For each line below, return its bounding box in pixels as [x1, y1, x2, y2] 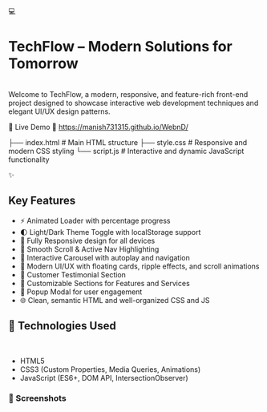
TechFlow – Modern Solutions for [8, 38, 233, 56]
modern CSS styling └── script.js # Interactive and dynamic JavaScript [8, 146, 245, 156]
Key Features [8, 194, 76, 208]
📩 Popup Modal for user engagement [19, 287, 143, 297]
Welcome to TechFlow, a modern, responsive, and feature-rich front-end [8, 89, 249, 99]
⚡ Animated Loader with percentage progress [19, 216, 171, 225]
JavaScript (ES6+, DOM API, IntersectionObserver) [19, 373, 188, 382]
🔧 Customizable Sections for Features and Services [19, 278, 190, 288]
